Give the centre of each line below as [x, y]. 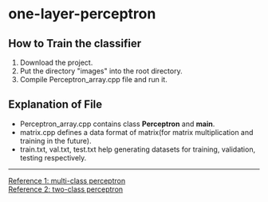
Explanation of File [55, 105]
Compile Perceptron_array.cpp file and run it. [93, 79]
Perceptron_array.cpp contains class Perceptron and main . [117, 124]
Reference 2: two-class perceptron [66, 189]
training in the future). [55, 141]
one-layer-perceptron [82, 14]
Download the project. [56, 62]
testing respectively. [53, 157]
